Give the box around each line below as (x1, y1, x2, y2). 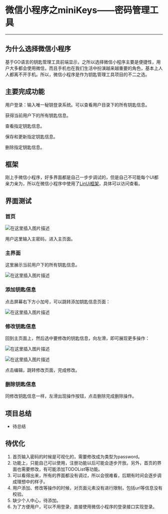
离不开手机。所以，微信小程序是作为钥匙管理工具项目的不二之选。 (13, 71, 150, 77)
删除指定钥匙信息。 (5, 144, 45, 150)
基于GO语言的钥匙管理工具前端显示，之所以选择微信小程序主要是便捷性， (5, 58, 156, 65)
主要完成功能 (5, 87, 45, 96)
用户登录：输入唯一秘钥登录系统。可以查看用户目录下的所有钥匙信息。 (5, 101, 150, 107)
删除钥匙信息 (5, 380, 36, 387)
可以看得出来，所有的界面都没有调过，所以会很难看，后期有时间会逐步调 (12, 472, 161, 478)
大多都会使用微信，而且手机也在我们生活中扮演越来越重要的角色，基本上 (9, 65, 158, 71)
